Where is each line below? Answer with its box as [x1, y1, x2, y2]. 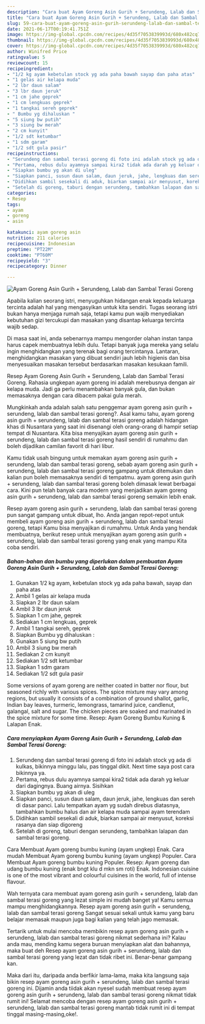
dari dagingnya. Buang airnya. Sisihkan [15, 782, 114, 790]
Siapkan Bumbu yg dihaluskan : [15, 631, 95, 639]
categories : [7, 190, 37, 196]
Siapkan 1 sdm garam [15, 664, 69, 671]
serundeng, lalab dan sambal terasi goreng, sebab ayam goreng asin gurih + [7, 461, 198, 468]
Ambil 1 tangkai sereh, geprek [15, 625, 91, 632]
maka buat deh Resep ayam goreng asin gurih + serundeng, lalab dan [7, 947, 181, 955]
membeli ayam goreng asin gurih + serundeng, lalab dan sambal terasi [7, 518, 184, 525]
